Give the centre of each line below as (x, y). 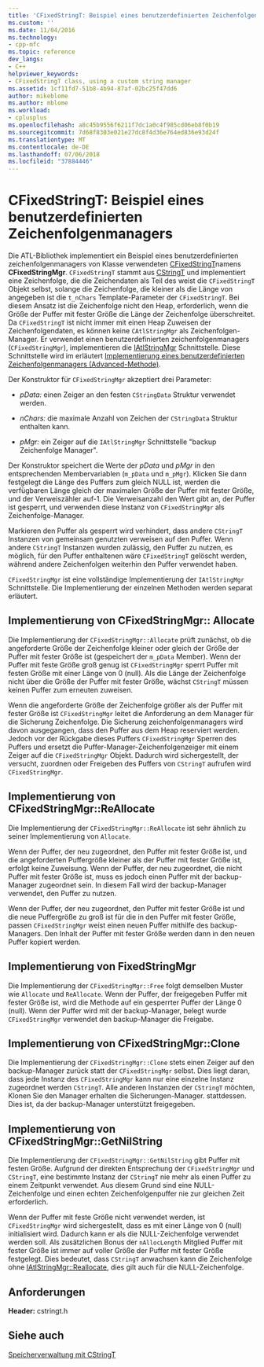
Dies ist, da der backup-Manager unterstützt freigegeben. (102, 1104)
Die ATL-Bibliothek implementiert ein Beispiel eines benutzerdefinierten (123, 255)
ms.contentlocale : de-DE (49, 147)
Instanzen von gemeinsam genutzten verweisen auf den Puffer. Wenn (121, 539)
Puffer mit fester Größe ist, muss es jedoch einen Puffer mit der (111, 876)
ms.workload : (29, 111)
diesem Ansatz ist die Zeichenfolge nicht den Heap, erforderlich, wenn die (128, 306)
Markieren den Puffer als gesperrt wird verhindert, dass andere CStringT (126, 531)
